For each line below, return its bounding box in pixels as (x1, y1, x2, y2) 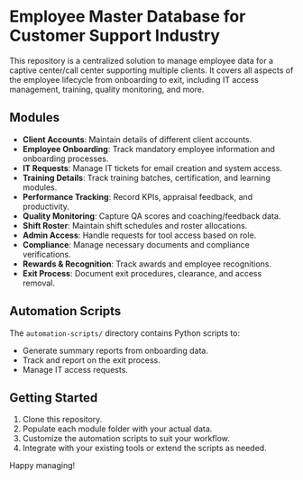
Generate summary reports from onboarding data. (22, 345, 209, 356)
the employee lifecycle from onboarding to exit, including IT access (9, 74, 259, 85)
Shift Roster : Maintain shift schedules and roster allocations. (22, 220, 248, 231)
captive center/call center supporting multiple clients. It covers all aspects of (9, 65, 294, 76)
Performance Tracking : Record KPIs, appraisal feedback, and (22, 191, 253, 202)
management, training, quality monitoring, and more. (9, 84, 205, 95)
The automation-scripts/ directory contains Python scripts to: (9, 327, 241, 339)
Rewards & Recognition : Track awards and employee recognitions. (22, 258, 272, 269)
